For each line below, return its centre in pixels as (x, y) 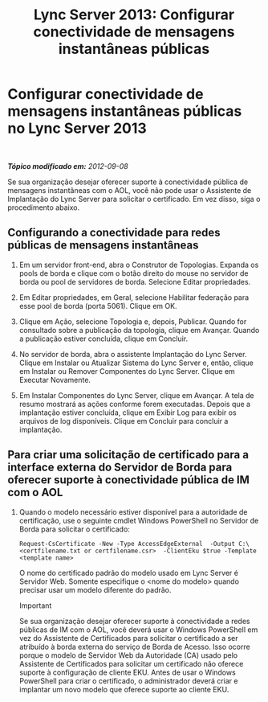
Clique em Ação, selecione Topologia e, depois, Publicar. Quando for (133, 321)
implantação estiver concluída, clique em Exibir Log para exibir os (128, 413)
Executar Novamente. (55, 380)
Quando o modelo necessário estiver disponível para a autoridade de (133, 511)
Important (35, 606)
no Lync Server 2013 (77, 128)
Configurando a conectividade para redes (114, 233)
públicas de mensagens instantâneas (103, 246)
